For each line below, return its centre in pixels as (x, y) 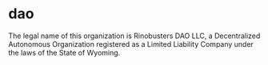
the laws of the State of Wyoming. (64, 52)
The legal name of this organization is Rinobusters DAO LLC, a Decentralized (134, 36)
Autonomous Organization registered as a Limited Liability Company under (131, 44)
